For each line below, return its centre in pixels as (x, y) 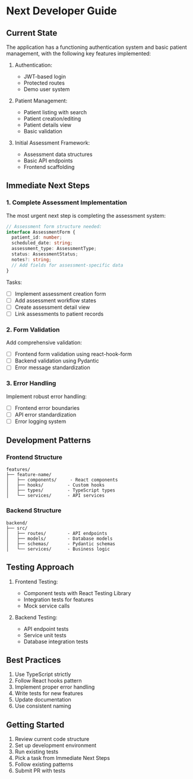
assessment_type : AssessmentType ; (54, 249)
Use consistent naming (43, 706)
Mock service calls (47, 606)
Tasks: (14, 282)
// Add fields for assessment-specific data (67, 265)
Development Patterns (48, 441)
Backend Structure (34, 511)
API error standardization (45, 414)
